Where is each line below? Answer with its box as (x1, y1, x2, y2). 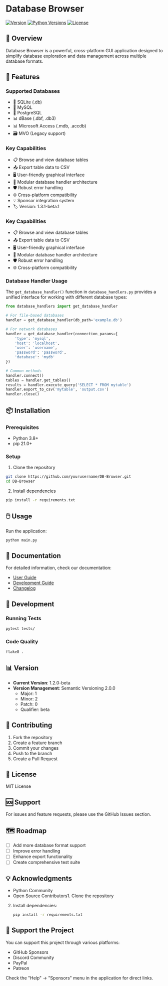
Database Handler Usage (5, 277, 68, 284)
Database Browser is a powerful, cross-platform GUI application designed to (5, 47, 163, 53)
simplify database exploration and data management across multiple (5, 53, 146, 59)
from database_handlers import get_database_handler (5, 304, 118, 309)
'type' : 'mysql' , (14, 336, 51, 341)
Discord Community (12, 954, 54, 960)
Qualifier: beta (20, 706, 50, 713)
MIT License (5, 783, 31, 789)
